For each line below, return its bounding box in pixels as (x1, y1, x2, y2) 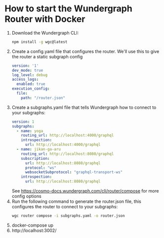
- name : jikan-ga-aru (16, 147, 61, 152)
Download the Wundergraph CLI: (11, 30, 79, 36)
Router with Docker (4, 13, 85, 25)
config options (11, 193, 41, 199)
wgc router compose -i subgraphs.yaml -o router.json (11, 213, 125, 218)
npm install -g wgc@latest (11, 39, 68, 45)
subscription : (21, 156, 50, 161)
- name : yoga (16, 128, 43, 134)
